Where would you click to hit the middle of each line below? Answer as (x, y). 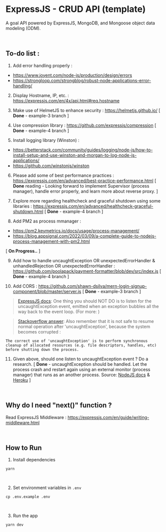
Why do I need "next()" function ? (59, 405)
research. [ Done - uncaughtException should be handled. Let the (80, 364)
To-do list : (23, 53)
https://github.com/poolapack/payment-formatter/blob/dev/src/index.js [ (87, 271)
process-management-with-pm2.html (51, 241)
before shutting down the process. (42, 349)
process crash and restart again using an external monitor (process (82, 369)
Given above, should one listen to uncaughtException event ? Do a (80, 359)
